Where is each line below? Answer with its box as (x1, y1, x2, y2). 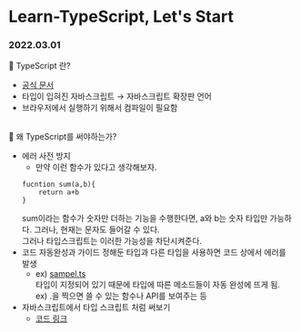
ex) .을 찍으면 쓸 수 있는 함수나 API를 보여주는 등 (35, 290, 207, 301)
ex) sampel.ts (35, 269, 86, 279)
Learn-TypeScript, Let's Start (8, 6, 234, 27)
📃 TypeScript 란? (8, 61, 71, 72)
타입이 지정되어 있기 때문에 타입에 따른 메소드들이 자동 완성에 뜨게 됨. (35, 279, 281, 290)
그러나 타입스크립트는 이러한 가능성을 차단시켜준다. (21, 236, 202, 247)
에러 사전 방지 (21, 151, 71, 161)
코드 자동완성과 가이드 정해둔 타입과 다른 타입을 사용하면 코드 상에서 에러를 (21, 247, 287, 258)
